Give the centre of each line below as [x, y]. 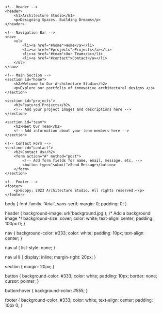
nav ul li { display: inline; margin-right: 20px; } [50, 257]
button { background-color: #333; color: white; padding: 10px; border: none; [81, 276]
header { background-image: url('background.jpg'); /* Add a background [78, 213]
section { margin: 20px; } [30, 266]
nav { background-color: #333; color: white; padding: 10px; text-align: [75, 233]
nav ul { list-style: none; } [30, 248]
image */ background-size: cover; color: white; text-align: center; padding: [79, 218]
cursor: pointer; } [22, 281]
